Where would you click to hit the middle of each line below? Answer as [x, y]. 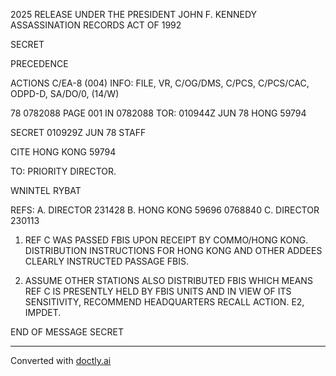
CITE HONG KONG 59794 [63, 152]
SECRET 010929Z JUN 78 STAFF [78, 132]
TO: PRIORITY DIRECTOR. [63, 171]
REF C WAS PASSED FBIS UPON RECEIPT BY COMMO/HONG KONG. [166, 240]
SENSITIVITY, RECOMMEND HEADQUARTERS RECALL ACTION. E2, [164, 302]
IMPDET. [43, 312]
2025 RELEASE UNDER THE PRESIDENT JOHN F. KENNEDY [134, 14]
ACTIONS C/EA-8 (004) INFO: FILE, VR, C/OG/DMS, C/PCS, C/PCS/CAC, [160, 83]
